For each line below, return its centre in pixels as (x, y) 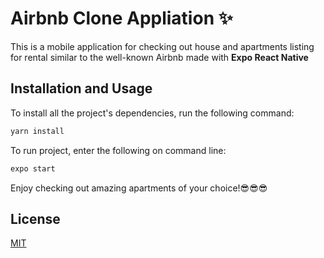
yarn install (37, 131)
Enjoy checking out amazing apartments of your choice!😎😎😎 (139, 188)
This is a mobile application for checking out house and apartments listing (162, 46)
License (35, 218)
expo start (33, 168)
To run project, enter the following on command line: (118, 150)
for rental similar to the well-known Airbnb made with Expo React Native (159, 57)
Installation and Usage (81, 88)
